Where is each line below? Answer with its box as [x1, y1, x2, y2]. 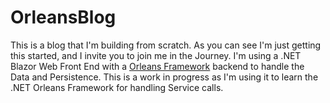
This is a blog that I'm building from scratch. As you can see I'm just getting [10, 39, 322, 51]
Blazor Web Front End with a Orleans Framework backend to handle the [10, 60, 305, 72]
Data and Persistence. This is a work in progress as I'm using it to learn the [10, 71, 319, 83]
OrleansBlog [10, 6, 117, 29]
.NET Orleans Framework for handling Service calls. [10, 81, 224, 93]
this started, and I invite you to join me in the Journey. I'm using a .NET [10, 49, 302, 61]
